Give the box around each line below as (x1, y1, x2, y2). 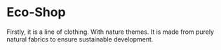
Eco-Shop (6, 4, 66, 20)
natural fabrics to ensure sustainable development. (6, 35, 154, 43)
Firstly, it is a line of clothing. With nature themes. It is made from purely (6, 27, 215, 36)
